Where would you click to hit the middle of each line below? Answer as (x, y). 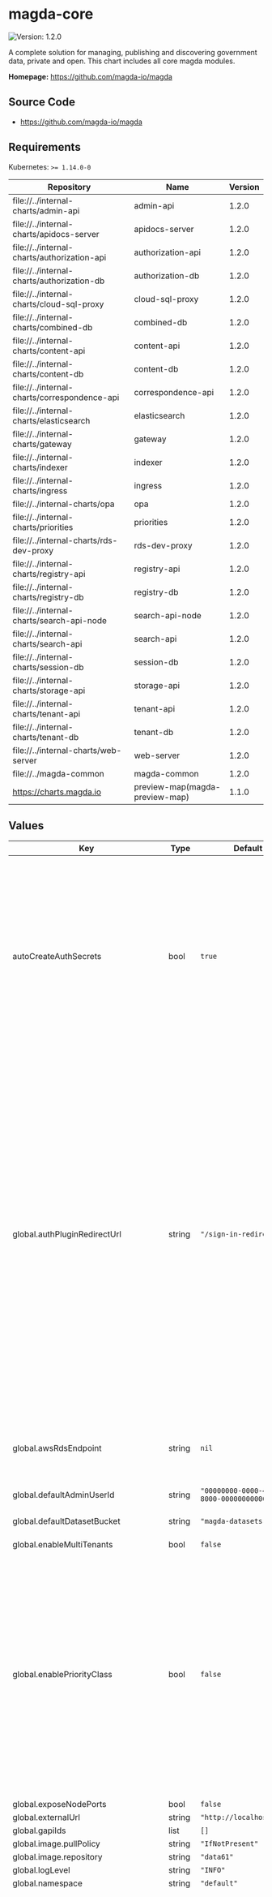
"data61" (217, 1857)
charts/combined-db (53, 327)
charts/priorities (43, 527)
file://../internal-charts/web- (67, 750)
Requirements (45, 147)
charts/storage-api (49, 690)
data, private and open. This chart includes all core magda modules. (122, 61)
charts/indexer (40, 467)
